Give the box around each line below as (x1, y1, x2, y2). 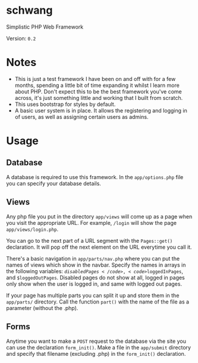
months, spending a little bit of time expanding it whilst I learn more (14, 82, 180, 89)
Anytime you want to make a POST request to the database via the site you (6, 337, 186, 345)
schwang (6, 4, 53, 17)
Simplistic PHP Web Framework (6, 23, 84, 30)
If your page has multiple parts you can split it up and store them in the (6, 292, 180, 299)
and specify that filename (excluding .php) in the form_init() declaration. (6, 350, 186, 357)
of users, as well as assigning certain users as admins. (14, 113, 149, 120)
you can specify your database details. (6, 180, 101, 187)
